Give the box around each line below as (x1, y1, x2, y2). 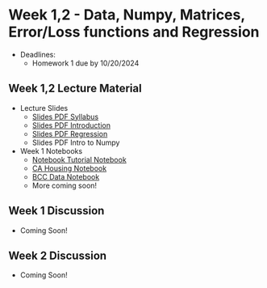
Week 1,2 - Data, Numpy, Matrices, (8, 6, 245, 24)
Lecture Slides (19, 103, 69, 112)
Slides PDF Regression (31, 129, 108, 138)
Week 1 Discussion (8, 204, 105, 218)
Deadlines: (19, 49, 56, 59)
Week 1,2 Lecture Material (8, 82, 143, 95)
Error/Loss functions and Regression (8, 23, 260, 41)
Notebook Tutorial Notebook (31, 155, 127, 164)
